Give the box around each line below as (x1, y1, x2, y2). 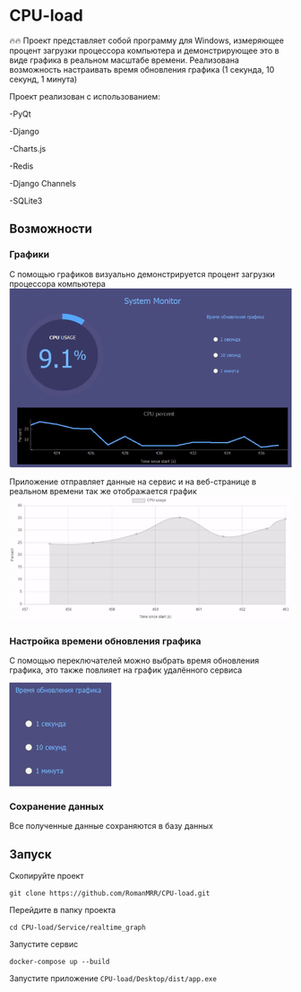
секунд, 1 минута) (9, 74, 78, 84)
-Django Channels (9, 178, 76, 188)
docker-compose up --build (9, 957, 110, 967)
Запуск (9, 847, 52, 862)
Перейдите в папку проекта (9, 905, 116, 916)
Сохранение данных (9, 800, 105, 813)
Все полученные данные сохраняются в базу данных (9, 821, 213, 831)
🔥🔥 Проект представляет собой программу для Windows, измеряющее (9, 35, 285, 46)
